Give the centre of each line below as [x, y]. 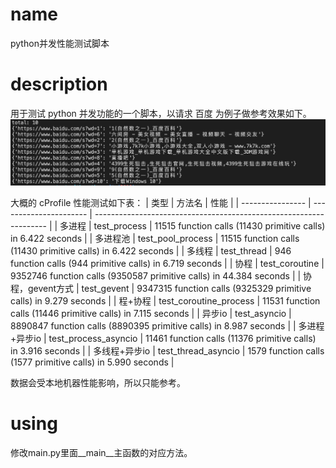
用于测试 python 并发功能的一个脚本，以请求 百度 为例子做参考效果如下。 [161, 113]
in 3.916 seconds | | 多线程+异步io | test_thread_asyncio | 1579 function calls [167, 350]
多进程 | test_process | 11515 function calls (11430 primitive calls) [192, 225]
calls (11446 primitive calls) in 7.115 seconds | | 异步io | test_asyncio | [151, 313]
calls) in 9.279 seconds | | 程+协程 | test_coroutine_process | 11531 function [165, 300]
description [59, 84]
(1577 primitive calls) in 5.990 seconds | [92, 362]
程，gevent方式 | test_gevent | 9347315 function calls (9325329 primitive [161, 288]
